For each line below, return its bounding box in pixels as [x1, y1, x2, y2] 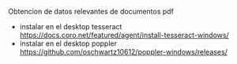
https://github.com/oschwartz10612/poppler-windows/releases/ [19, 47, 228, 56]
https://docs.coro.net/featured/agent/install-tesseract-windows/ [19, 31, 229, 40]
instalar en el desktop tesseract [19, 22, 122, 31]
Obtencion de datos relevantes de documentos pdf [8, 7, 174, 16]
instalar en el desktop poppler [19, 39, 117, 48]
